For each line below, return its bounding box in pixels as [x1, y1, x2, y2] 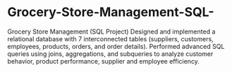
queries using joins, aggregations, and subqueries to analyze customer [7, 50, 214, 58]
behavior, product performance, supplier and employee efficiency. [7, 57, 200, 65]
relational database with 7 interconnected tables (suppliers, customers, [7, 34, 214, 43]
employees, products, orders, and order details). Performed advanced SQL [7, 42, 225, 50]
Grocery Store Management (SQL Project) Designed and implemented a [7, 27, 216, 36]
